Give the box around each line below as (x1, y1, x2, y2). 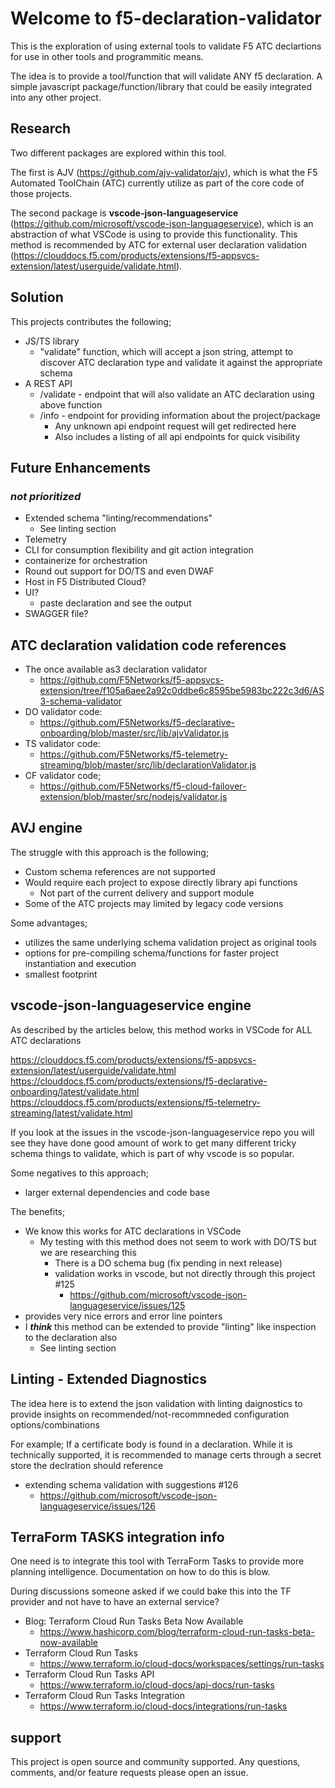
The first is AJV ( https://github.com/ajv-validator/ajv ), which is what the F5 (10, 166, 318, 178)
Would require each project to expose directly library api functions (24, 876, 298, 888)
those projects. (10, 187, 73, 199)
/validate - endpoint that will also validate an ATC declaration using (39, 388, 315, 400)
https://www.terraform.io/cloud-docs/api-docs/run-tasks (39, 1679, 275, 1691)
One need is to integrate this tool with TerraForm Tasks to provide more (10, 1555, 305, 1567)
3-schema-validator (39, 695, 123, 707)
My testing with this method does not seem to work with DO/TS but (39, 1235, 317, 1247)
